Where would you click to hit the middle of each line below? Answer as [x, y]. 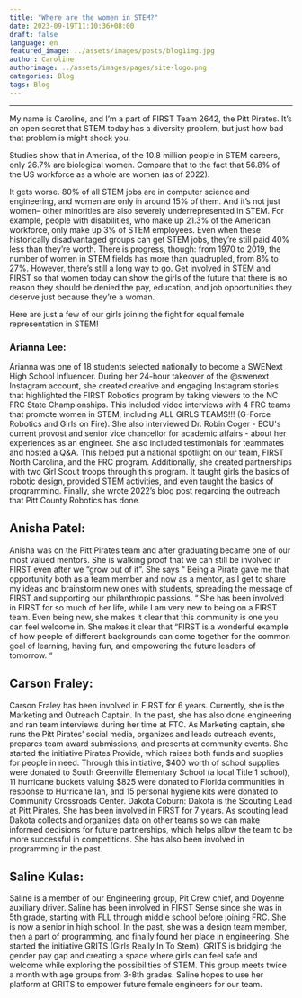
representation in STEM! [54, 324]
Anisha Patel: [47, 528]
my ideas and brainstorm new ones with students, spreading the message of [151, 588]
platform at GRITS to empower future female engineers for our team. [136, 985]
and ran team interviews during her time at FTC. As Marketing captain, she [147, 724]
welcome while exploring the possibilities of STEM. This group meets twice [148, 965]
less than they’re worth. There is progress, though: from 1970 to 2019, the [145, 249]
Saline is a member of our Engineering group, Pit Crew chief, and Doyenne [147, 898]
